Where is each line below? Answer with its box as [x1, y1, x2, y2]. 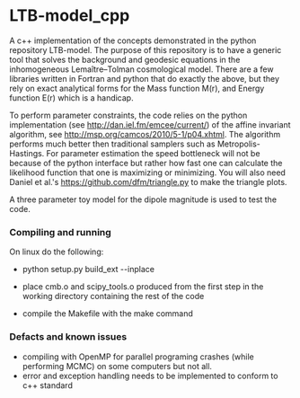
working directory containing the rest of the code [22, 291, 205, 302]
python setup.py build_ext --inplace [22, 264, 155, 275]
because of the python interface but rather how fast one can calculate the [9, 157, 283, 168]
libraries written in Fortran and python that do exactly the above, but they [9, 73, 280, 84]
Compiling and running [9, 226, 112, 238]
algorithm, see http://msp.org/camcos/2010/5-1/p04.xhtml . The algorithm [9, 128, 281, 139]
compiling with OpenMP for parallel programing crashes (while [22, 351, 254, 362]
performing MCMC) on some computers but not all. [22, 360, 213, 371]
